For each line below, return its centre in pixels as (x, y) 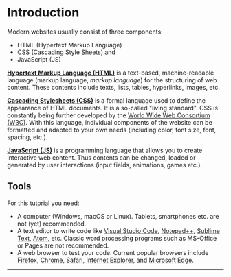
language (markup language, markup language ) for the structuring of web (112, 80)
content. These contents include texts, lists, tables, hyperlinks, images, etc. (113, 87)
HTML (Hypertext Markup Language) (69, 45)
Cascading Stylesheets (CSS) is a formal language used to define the (107, 100)
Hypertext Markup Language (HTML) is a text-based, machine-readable (111, 73)
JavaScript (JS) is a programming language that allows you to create (105, 150)
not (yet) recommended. (52, 224)
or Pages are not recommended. (63, 245)
